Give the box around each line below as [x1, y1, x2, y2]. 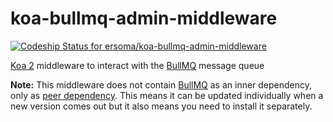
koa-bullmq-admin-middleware [10, 7, 278, 30]
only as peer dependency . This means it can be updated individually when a [10, 89, 324, 101]
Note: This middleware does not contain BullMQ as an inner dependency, [10, 78, 313, 91]
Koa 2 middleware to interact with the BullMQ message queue [10, 59, 265, 71]
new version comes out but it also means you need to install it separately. [10, 100, 313, 112]
